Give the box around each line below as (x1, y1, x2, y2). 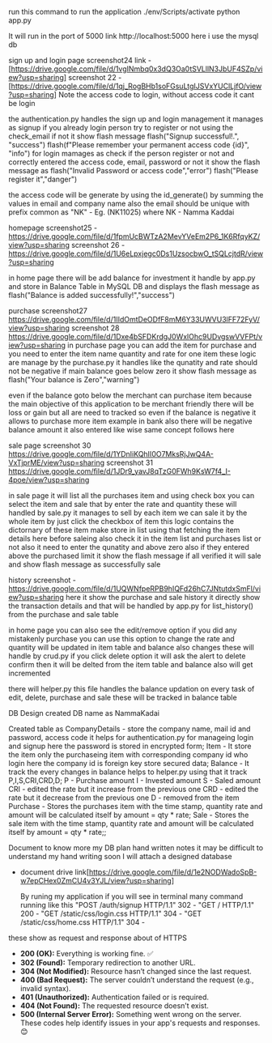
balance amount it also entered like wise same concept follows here (8, 425, 235, 434)
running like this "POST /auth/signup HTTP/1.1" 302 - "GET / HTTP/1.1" (19, 900, 255, 909)
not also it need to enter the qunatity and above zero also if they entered (8, 543, 249, 551)
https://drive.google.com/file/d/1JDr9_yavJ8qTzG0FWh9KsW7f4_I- (8, 466, 231, 476)
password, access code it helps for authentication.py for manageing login (8, 733, 254, 742)
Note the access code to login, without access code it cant (57, 90, 255, 100)
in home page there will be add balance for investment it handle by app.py (8, 273, 256, 283)
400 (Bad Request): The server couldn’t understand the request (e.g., (19, 975, 254, 985)
